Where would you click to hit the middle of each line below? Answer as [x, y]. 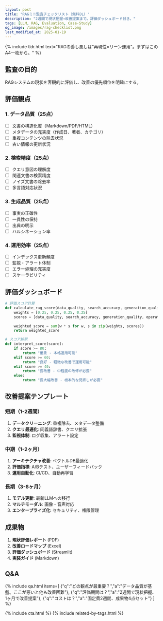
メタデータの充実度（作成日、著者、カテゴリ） [59, 132]
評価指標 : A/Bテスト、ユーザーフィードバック [57, 467]
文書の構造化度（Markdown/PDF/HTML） [54, 126]
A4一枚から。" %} [23, 53]
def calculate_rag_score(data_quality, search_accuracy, [64, 308]
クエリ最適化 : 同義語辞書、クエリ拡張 [49, 429]
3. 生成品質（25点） [29, 202]
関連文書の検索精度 [31, 175]
